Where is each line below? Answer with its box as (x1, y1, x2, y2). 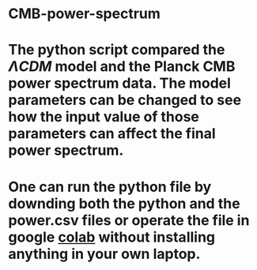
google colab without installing (8, 228, 216, 246)
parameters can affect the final (8, 125, 216, 143)
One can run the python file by (8, 178, 212, 196)
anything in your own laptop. (8, 245, 201, 263)
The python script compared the (8, 41, 225, 59)
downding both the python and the (8, 194, 240, 212)
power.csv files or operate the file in (8, 211, 250, 229)
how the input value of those (8, 108, 200, 126)
